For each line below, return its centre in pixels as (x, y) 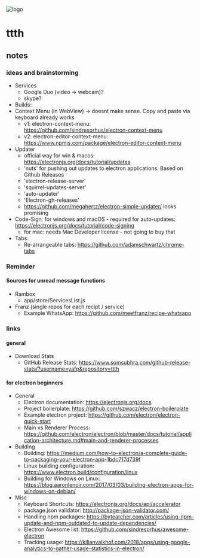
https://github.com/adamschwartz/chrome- (131, 244)
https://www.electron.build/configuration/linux (81, 472)
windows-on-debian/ (50, 492)
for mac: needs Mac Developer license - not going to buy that (99, 232)
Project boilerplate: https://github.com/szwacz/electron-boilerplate (106, 409)
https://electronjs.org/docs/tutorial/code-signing (74, 225)
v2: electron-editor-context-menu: (66, 136)
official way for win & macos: (59, 155)
